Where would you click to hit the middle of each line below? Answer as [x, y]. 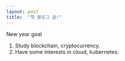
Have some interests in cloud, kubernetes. [67, 52]
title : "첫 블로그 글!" [34, 17]
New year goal [24, 34]
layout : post [22, 12]
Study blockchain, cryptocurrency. [57, 46]
